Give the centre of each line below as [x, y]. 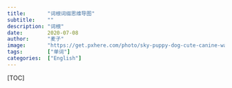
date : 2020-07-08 [43, 33]
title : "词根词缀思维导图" [51, 13]
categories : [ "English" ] [44, 58]
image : [17, 45]
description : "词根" [36, 26]
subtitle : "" [30, 20]
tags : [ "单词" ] [39, 52]
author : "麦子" [36, 39]
